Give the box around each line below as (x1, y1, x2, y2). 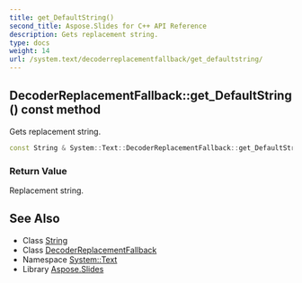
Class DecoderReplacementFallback (22, 244, 157, 255)
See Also (9, 211, 60, 226)
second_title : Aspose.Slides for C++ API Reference (9, 22, 207, 31)
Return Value (9, 164, 67, 177)
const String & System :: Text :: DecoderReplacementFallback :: (9, 143, 240, 153)
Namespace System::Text (22, 253, 118, 265)
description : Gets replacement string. (9, 30, 159, 39)
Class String (22, 234, 68, 245)
